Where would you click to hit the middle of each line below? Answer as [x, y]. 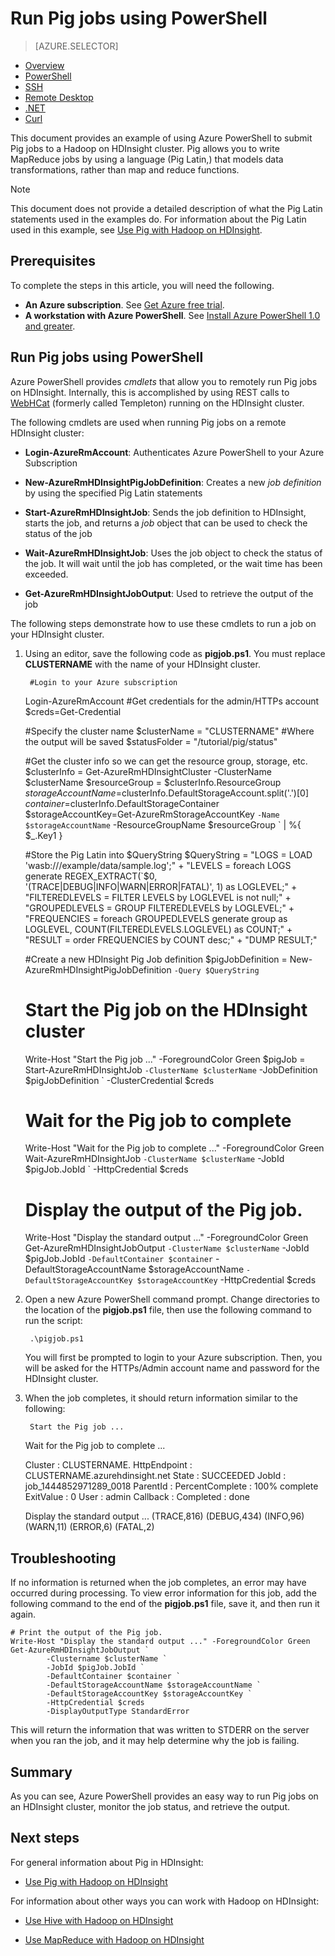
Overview [44, 65]
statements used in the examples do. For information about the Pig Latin [158, 219]
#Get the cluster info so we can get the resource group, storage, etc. [166, 761]
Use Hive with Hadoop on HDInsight [99, 1920]
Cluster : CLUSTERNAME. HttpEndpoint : [108, 1465]
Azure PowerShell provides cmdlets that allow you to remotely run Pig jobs [164, 381]
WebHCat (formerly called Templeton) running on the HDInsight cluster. [157, 403]
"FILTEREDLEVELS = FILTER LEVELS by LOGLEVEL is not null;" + [158, 897]
